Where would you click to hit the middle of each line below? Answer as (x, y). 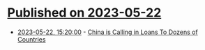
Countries (31, 39)
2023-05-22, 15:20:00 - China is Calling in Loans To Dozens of (108, 32)
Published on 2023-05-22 (84, 13)
